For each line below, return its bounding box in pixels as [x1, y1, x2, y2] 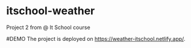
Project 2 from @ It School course [6, 24, 90, 31]
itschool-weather [6, 4, 95, 18]
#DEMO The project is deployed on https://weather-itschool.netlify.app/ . [6, 35, 186, 42]
